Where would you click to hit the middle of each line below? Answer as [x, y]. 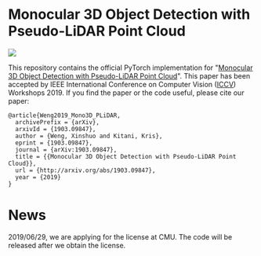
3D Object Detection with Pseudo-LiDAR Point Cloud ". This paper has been [129, 75]
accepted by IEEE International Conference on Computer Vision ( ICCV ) [122, 84]
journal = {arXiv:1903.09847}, [66, 150]
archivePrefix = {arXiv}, [58, 122]
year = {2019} [38, 177]
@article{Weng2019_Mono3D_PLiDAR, [65, 115]
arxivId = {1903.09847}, [56, 129]
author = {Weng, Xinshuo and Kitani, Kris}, [89, 136]
